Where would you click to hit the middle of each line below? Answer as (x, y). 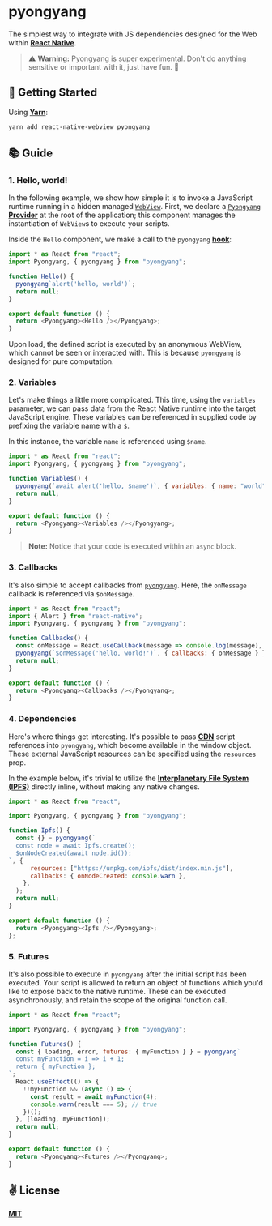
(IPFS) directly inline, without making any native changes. (104, 786)
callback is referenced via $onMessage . (72, 593)
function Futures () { (45, 1044)
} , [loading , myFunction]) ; (63, 1119)
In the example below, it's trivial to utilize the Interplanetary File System (129, 778)
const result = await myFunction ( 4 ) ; (93, 1096)
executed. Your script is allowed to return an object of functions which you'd (136, 982)
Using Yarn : (28, 112)
